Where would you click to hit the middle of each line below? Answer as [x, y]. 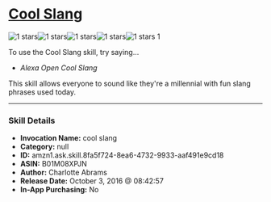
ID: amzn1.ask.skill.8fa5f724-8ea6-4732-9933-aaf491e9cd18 [122, 155]
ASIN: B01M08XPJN [53, 164]
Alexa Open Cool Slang [59, 67]
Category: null [44, 147]
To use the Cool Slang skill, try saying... [74, 52]
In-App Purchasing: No [59, 190]
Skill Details [32, 120]
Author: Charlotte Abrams [63, 173]
